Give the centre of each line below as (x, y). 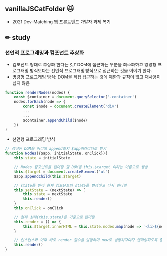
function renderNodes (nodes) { (38, 92)
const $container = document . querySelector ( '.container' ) (75, 97)
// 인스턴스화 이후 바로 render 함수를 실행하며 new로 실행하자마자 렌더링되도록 (86, 240)
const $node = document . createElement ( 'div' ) (71, 106)
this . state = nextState (47, 194)
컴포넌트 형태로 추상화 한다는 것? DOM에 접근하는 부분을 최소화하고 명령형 (84, 64)
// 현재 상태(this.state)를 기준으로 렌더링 (55, 217)
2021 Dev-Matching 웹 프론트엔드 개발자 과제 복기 (61, 22)
